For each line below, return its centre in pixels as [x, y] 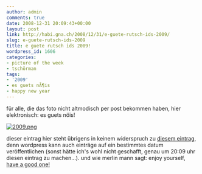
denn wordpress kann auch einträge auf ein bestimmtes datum [85, 145]
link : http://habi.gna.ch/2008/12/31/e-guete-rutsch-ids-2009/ [88, 35]
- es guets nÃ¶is [28, 86]
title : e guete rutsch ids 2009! [49, 46]
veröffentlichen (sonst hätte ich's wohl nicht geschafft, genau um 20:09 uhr [101, 151]
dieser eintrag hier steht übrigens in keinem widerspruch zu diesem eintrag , [101, 138]
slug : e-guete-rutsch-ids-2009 [46, 40]
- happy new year [28, 91]
